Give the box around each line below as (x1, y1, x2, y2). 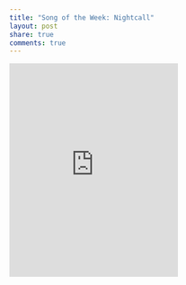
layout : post (9, 22, 58, 31)
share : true (9, 30, 54, 39)
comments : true (9, 38, 66, 48)
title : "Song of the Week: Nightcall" (9, 13, 155, 22)
